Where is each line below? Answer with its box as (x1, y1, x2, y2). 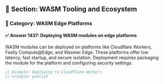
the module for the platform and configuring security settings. (5, 59, 133, 65)
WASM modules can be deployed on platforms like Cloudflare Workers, (5, 43, 152, 50)
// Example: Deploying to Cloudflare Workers (5, 69, 102, 74)
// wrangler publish (5, 74, 49, 79)
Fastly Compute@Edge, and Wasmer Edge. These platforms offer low (5, 49, 149, 55)
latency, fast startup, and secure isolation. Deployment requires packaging (5, 54, 159, 60)
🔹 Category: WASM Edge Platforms (5, 20, 93, 27)
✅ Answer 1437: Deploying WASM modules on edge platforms (5, 32, 137, 38)
